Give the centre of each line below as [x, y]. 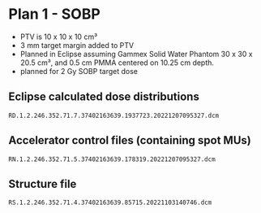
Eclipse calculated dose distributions [104, 97]
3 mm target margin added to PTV [77, 45]
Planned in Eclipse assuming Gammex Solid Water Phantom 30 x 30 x [136, 54]
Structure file [43, 184]
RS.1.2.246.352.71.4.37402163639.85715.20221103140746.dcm [110, 203]
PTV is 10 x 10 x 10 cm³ [59, 37]
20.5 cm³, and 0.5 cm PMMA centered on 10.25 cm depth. [117, 63]
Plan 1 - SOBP [55, 14]
